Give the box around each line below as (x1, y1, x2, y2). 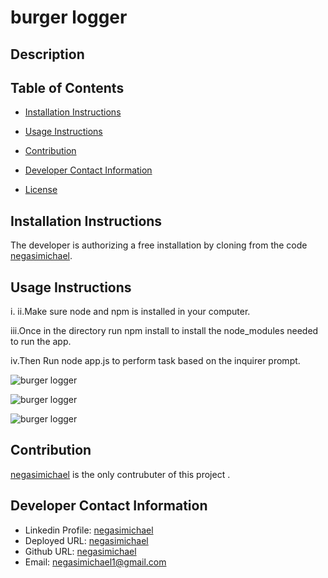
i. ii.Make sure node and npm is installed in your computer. (10, 306, 251, 318)
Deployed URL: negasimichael (24, 534, 149, 546)
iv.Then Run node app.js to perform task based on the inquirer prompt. (10, 355, 301, 367)
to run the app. (10, 336, 72, 348)
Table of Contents (10, 79, 125, 96)
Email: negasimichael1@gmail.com (24, 556, 167, 568)
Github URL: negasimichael (24, 545, 137, 557)
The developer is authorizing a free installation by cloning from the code (10, 239, 308, 251)
